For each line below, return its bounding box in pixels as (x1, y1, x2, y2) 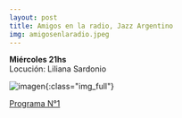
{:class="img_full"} (45, 81, 114, 92)
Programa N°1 (9, 98, 61, 109)
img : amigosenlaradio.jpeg (9, 29, 110, 38)
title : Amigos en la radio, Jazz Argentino (9, 21, 174, 30)
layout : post (9, 13, 58, 22)
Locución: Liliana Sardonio (9, 63, 107, 74)
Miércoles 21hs (9, 55, 67, 65)
